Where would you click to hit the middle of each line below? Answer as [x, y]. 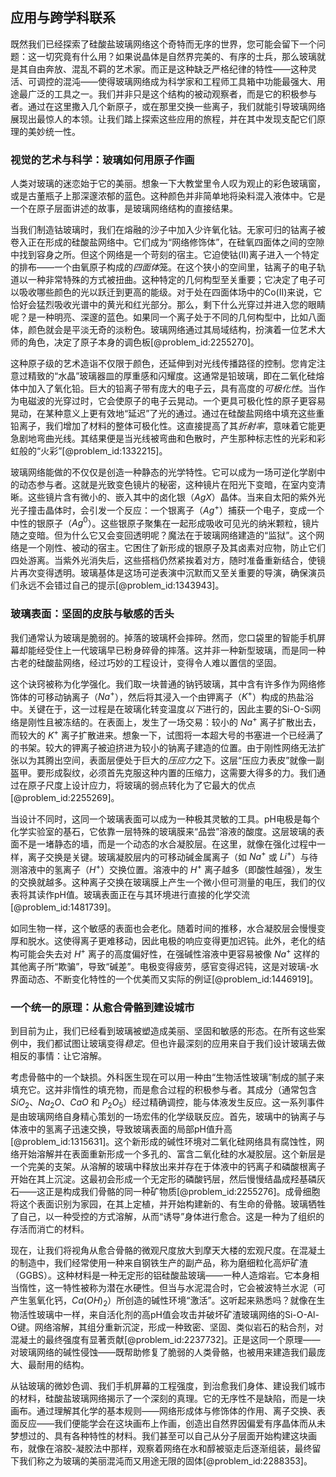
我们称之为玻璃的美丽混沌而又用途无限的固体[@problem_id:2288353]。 [165, 1460]
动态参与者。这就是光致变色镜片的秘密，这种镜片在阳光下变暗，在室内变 [167, 485]
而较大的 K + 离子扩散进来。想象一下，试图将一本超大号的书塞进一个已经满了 [167, 734]
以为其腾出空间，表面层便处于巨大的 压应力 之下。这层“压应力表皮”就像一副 [171, 760]
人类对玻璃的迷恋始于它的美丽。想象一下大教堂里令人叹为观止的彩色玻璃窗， [168, 184]
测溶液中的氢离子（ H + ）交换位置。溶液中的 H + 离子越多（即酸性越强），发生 [166, 868]
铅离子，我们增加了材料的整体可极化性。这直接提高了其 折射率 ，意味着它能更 [168, 426]
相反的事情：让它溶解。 [58, 1055]
